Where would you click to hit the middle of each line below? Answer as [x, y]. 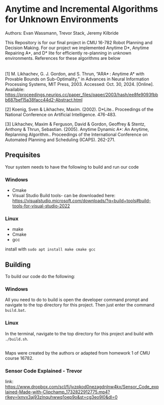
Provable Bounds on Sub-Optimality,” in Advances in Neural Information [77, 79]
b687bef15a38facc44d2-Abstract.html [44, 100]
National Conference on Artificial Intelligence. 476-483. [61, 114]
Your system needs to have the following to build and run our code [72, 167]
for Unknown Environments [62, 19]
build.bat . [16, 310]
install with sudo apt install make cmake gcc [50, 249]
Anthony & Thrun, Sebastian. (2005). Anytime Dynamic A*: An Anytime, [77, 129]
